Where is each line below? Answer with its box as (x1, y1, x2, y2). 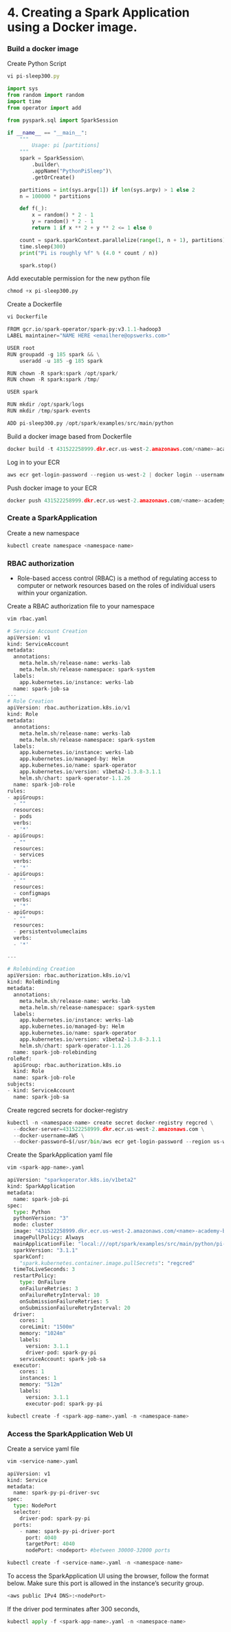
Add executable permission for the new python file (7, 274, 151, 283)
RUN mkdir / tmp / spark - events (7, 408, 91, 415)
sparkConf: (13, 1253, 45, 1260)
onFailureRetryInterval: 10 (19, 1291, 100, 1299)
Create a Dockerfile (7, 300, 63, 309)
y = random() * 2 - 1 (32, 218, 94, 225)
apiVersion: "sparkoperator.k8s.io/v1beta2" (7, 1177, 137, 1184)
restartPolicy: (13, 1272, 57, 1279)
